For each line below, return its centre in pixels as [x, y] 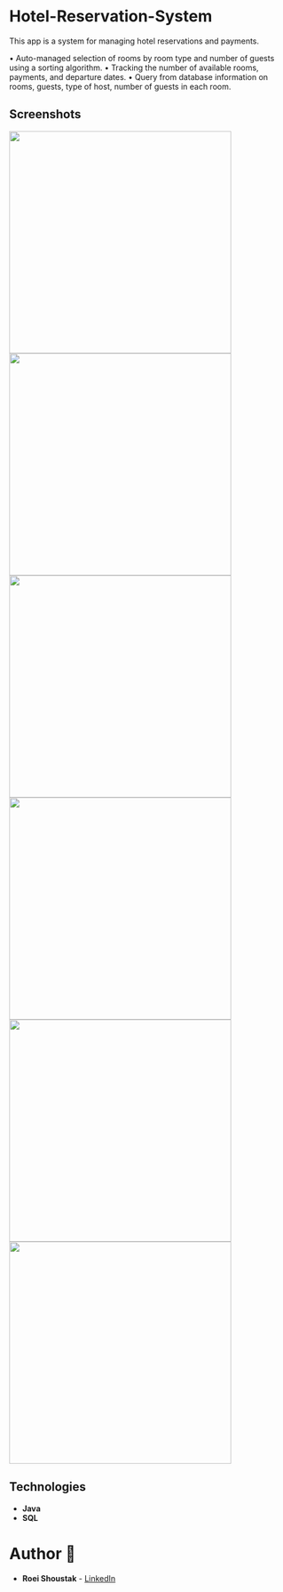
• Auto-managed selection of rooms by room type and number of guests [142, 58]
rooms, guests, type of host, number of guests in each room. [120, 86]
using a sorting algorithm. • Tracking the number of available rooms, [134, 68]
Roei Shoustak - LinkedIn [69, 1578]
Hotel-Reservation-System [111, 16]
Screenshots [45, 114]
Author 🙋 [43, 1553]
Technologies [48, 1487]
